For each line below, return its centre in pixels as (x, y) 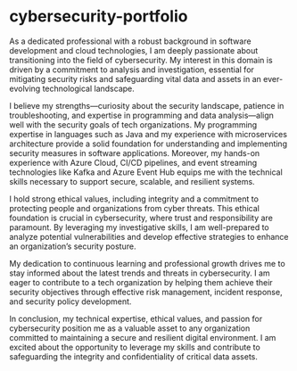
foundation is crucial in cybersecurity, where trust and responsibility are (141, 218)
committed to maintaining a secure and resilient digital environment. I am (143, 337)
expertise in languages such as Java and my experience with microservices (148, 134)
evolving (25, 88)
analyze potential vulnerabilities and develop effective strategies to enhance (149, 236)
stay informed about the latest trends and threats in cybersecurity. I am (140, 273)
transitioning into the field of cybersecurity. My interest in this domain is (141, 60)
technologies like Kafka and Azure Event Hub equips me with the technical (146, 172)
